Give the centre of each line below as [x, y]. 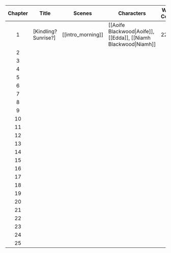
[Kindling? [45, 31]
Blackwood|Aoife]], [131, 31]
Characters [132, 13]
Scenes [83, 13]
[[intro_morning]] [82, 34]
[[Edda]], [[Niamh [130, 38]
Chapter [18, 13]
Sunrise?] [44, 38]
